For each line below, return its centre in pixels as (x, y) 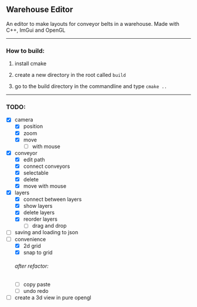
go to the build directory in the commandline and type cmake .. (91, 86)
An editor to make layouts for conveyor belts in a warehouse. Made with (93, 23)
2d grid (32, 245)
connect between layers (52, 200)
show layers (38, 206)
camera (24, 120)
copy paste (37, 284)
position (33, 126)
